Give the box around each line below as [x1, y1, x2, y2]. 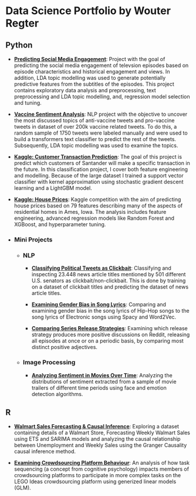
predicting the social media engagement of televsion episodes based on [13, 62, 189, 69]
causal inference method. [13, 448, 76, 455]
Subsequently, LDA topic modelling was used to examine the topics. [13, 142, 178, 149]
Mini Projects [13, 235, 53, 243]
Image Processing [22, 358, 76, 367]
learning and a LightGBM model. [13, 185, 92, 192]
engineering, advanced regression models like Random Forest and [13, 215, 174, 222]
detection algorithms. [31, 390, 83, 397]
